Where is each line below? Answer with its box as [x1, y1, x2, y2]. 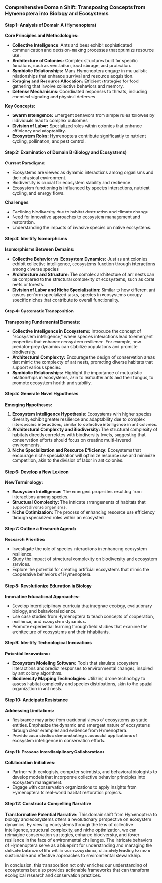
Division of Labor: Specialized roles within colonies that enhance [12, 123, 142, 129]
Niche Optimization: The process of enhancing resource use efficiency [12, 509, 155, 515]
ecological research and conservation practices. [5, 872, 102, 878]
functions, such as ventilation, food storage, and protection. [12, 63, 132, 69]
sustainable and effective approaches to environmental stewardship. [5, 853, 142, 859]
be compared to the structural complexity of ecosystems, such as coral [12, 276, 155, 282]
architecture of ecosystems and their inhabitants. [12, 629, 110, 635]
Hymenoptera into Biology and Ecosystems [5, 10, 109, 16]
